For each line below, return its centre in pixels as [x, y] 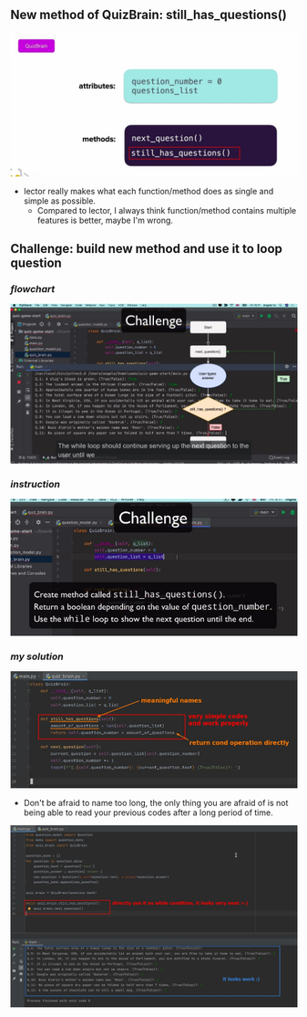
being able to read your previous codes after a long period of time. [148, 813]
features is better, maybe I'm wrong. [105, 220]
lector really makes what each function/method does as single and [148, 191]
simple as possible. [60, 201]
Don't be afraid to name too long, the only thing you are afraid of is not [156, 803]
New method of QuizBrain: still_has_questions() [149, 15]
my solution [37, 656]
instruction [35, 484]
